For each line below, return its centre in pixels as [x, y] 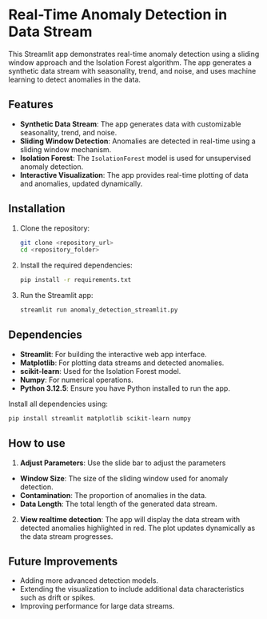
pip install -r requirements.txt [76, 280]
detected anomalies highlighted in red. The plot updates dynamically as [137, 528]
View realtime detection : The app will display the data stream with [130, 519]
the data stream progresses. [66, 536]
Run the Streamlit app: [56, 295]
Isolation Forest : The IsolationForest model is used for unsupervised [135, 158]
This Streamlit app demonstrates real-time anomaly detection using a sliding [134, 54]
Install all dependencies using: [58, 404]
